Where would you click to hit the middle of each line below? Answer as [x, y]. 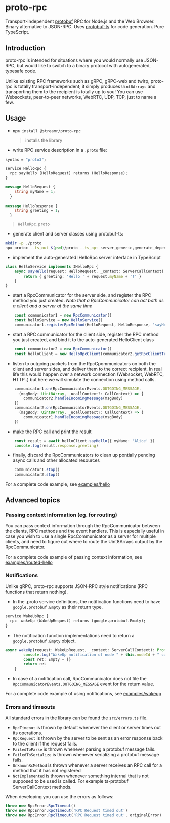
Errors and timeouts [30, 707]
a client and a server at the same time [52, 306]
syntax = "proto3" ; [26, 159]
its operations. [28, 733]
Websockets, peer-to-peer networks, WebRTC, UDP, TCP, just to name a [81, 97]
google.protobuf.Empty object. [44, 641]
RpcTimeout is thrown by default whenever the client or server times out [87, 728]
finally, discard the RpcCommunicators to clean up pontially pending [84, 455]
